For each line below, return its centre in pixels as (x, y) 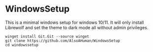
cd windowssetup (22, 45)
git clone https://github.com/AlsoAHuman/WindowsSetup (63, 41)
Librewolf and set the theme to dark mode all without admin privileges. (77, 27)
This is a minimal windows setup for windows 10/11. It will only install (75, 22)
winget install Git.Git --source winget (47, 36)
